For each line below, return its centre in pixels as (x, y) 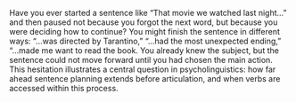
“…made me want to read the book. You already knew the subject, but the (144, 51)
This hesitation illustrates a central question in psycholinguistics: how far (143, 69)
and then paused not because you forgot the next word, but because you (144, 22)
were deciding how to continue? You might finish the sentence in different (145, 31)
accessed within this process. (64, 88)
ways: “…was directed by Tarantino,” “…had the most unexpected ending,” (145, 41)
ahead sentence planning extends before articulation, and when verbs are (145, 78)
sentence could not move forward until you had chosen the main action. (141, 60)
